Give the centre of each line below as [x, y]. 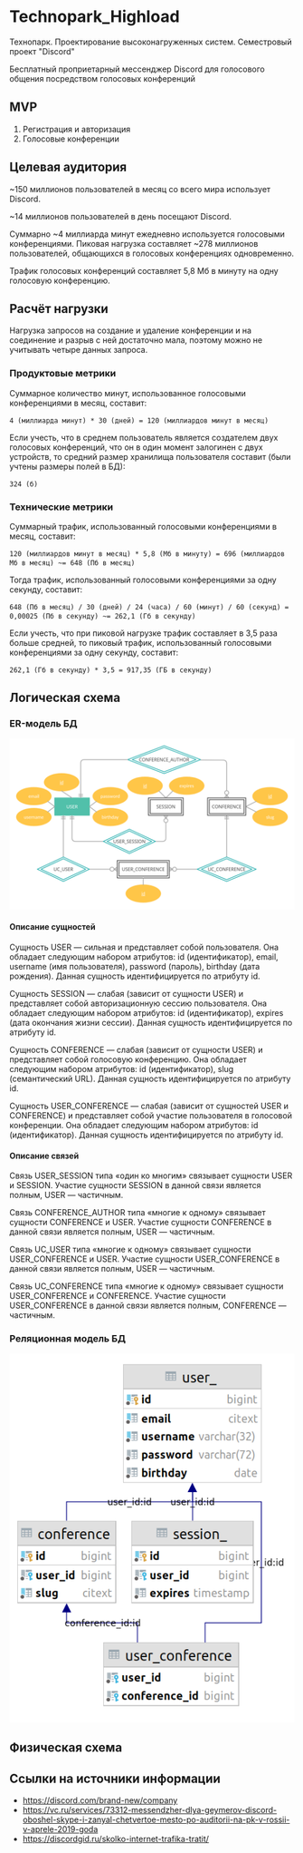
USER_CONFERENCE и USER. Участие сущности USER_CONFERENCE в [145, 1259]
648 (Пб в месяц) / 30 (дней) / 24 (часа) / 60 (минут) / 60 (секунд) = [149, 607]
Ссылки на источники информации [115, 1778]
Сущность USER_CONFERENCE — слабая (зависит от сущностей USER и [149, 1106]
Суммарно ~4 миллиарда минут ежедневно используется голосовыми [147, 234]
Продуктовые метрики [63, 374]
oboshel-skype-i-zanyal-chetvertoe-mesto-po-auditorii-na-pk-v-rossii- [156, 1819]
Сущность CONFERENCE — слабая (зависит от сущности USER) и [136, 1050]
